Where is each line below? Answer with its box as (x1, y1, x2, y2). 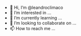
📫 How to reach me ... (9, 26, 55, 31)
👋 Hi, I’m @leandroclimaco (9, 5, 63, 10)
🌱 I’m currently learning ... (9, 15, 62, 20)
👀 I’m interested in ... (9, 10, 52, 16)
